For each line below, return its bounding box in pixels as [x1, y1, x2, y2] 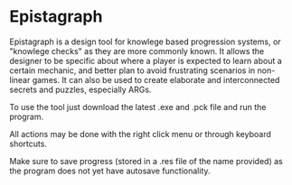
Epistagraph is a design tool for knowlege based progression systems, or [9, 36, 282, 47]
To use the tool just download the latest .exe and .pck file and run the [9, 101, 267, 112]
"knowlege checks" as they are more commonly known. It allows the [9, 45, 265, 56]
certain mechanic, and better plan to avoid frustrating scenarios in [9, 65, 256, 76]
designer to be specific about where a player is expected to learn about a [9, 55, 282, 66]
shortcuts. [9, 138, 48, 149]
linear [9, 74, 31, 85]
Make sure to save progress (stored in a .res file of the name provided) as [9, 155, 283, 166]
